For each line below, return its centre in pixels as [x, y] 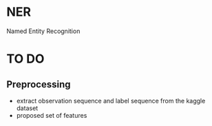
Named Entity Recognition [43, 31]
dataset [27, 108]
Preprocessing [39, 84]
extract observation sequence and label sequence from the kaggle [111, 101]
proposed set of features [52, 115]
